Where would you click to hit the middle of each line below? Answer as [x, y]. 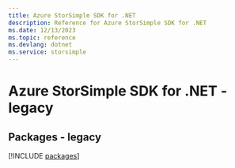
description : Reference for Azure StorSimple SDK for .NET [108, 23]
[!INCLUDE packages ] [44, 156]
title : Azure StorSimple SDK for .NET [72, 15]
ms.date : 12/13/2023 [42, 30]
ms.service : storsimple [47, 52]
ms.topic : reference [42, 37]
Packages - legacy [55, 137]
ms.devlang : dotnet [40, 45]
